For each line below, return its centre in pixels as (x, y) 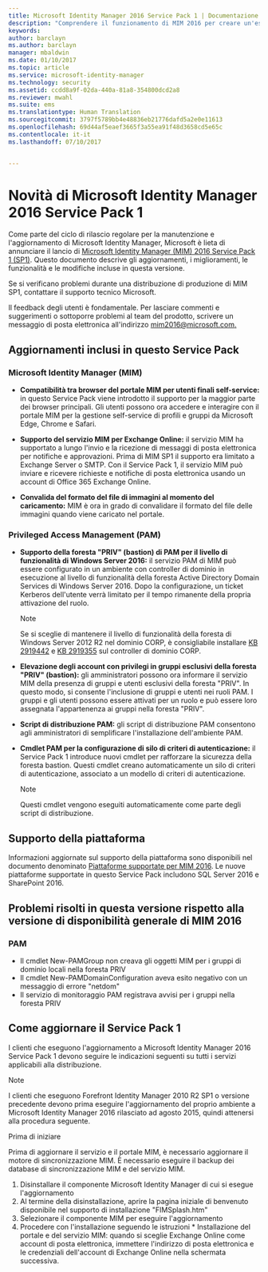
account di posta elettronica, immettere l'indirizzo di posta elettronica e (137, 1243)
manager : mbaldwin (39, 53)
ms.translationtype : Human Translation (75, 113)
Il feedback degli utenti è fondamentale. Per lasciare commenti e (114, 307)
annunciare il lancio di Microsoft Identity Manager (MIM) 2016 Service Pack (132, 252)
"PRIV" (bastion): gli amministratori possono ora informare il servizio (134, 675)
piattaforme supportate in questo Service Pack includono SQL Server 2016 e (134, 874)
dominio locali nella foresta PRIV (73, 969)
